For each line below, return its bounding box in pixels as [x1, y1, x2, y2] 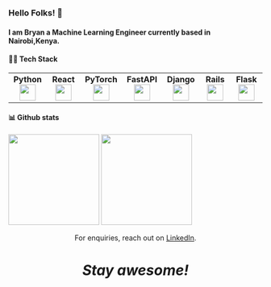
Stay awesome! [81, 261, 190, 280]
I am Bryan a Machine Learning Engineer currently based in [8, 27, 211, 37]
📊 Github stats [8, 113, 60, 123]
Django [166, 73, 195, 85]
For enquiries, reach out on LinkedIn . [74, 233, 197, 243]
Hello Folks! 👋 [8, 7, 63, 19]
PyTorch [84, 73, 118, 85]
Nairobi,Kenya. [8, 35, 60, 45]
